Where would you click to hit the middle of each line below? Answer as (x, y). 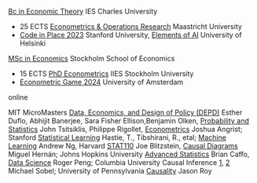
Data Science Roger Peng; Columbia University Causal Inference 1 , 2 (119, 163)
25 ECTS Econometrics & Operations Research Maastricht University (130, 26)
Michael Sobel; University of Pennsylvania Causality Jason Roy (110, 171)
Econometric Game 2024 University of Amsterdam (101, 82)
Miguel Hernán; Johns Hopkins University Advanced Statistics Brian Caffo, (129, 154)
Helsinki (32, 43)
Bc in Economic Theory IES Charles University (83, 11)
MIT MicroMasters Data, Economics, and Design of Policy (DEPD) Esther (125, 112)
